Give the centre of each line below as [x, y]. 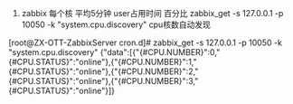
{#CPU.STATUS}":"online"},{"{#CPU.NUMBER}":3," [104, 81]
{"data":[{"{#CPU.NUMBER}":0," [160, 52]
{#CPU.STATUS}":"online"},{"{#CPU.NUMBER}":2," [104, 71]
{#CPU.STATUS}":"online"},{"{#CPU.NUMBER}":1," [103, 62]
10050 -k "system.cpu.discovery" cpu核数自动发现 [116, 24]
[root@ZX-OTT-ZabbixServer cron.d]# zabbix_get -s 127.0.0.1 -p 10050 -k [145, 43]
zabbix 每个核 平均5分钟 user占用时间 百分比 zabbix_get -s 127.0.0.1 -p [152, 13]
